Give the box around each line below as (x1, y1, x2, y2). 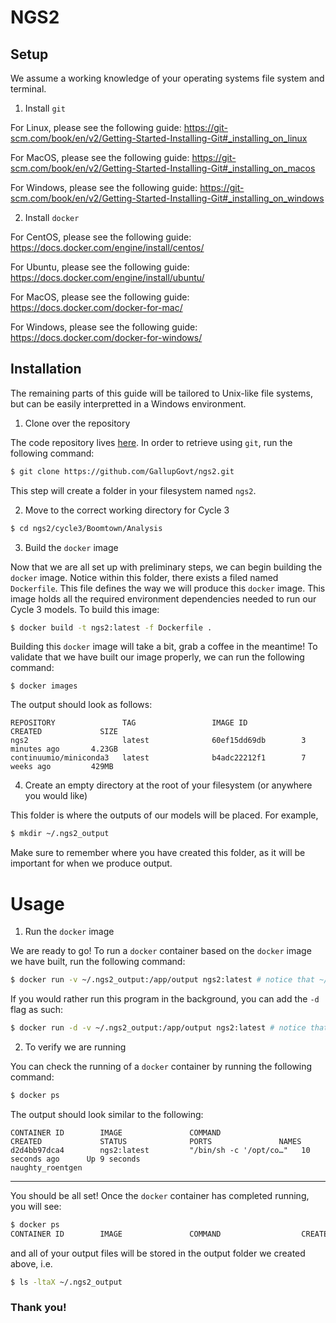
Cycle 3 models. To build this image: (10, 603, 160, 615)
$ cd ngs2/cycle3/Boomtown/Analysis (10, 523, 163, 533)
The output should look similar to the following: (10, 1108, 204, 1120)
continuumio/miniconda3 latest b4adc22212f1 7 (10, 753, 307, 763)
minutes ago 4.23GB (10, 744, 118, 755)
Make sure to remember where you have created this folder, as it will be (10, 847, 306, 859)
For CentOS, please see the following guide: (10, 231, 192, 243)
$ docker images (10, 681, 78, 691)
